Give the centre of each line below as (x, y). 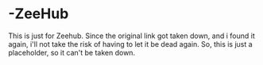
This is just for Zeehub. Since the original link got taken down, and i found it (132, 36)
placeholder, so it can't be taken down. (72, 52)
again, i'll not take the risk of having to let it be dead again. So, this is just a (130, 44)
